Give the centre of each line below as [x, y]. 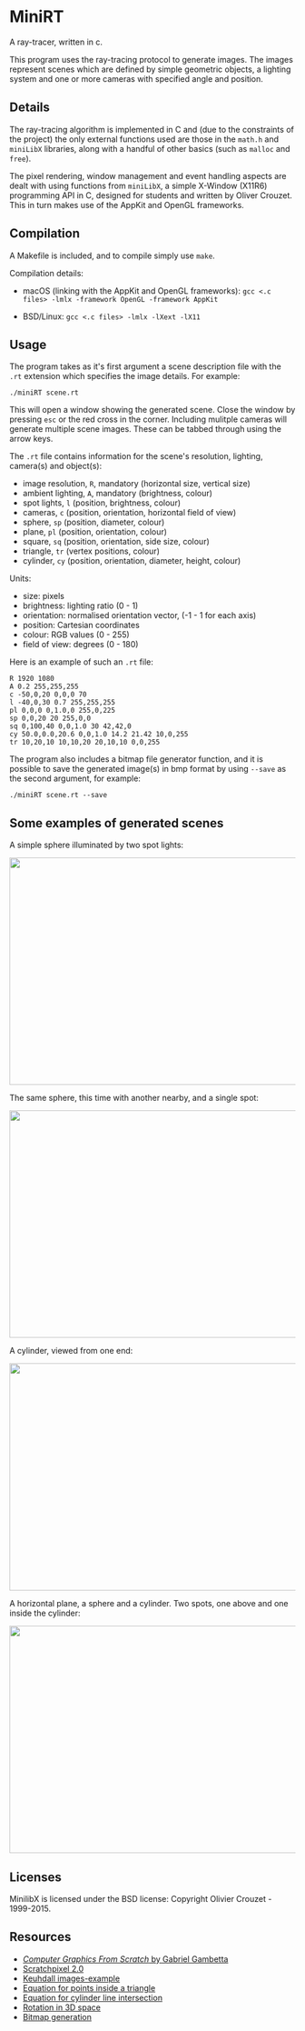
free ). [20, 158]
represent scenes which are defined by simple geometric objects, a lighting [150, 69]
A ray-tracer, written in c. [56, 42]
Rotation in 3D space [62, 2007]
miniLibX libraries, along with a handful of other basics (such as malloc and [150, 148]
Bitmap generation [57, 2016]
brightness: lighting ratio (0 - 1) [80, 605]
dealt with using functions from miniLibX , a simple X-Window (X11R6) [138, 185]
